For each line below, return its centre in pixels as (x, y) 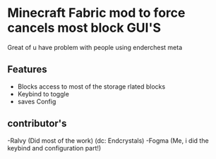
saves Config (37, 101)
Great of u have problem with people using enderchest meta (95, 47)
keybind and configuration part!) (54, 148)
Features (27, 69)
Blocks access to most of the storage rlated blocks (91, 87)
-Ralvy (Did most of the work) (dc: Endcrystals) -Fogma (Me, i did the (108, 140)
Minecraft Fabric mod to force (96, 13)
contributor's (37, 123)
